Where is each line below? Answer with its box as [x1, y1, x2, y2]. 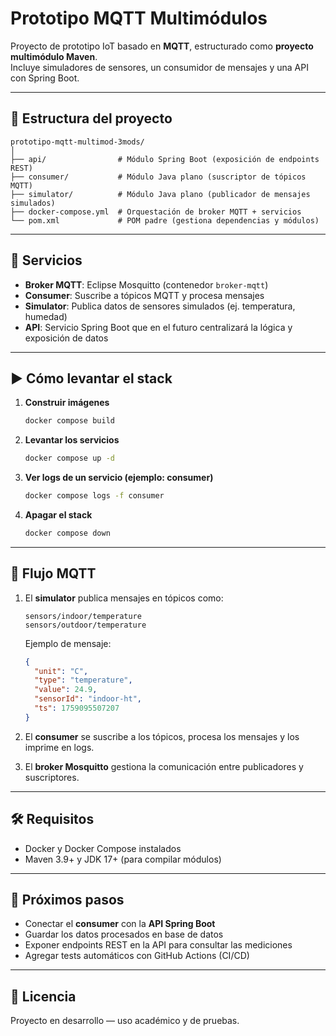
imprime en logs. [24, 741, 95, 753]
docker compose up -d [24, 453, 115, 464]
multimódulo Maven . [10, 50, 98, 62]
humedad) [24, 310, 68, 322]
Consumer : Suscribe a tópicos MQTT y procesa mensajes [24, 289, 265, 301]
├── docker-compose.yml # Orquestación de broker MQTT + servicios [10, 207, 302, 217]
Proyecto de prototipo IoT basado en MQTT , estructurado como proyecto [10, 40, 314, 52]
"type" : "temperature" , [34, 675, 133, 686]
